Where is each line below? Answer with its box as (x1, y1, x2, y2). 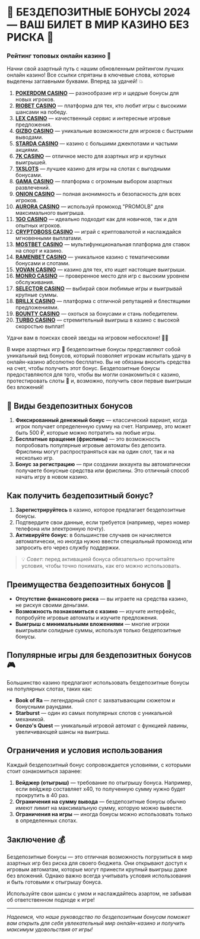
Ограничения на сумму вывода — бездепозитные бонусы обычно (15, 798, 186, 805)
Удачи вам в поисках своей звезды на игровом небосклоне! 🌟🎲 (7, 335, 169, 342)
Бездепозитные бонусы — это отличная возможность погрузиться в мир (7, 854, 193, 861)
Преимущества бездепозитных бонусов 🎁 (7, 580, 172, 590)
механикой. (15, 715, 45, 722)
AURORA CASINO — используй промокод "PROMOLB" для (15, 203, 164, 210)
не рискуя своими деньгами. (15, 601, 90, 609)
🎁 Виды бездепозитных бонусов (7, 400, 133, 411)
